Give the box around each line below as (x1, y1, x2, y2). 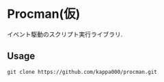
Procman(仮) (7, 6, 81, 22)
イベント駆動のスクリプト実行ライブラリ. (7, 30, 123, 38)
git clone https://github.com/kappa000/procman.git (7, 68, 157, 75)
